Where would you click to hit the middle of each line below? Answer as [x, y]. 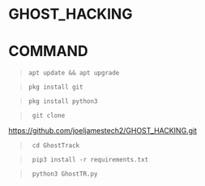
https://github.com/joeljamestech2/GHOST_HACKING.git [102, 131]
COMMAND [48, 52]
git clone [49, 116]
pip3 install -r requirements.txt [90, 160]
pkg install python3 [63, 102]
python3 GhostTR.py [65, 174]
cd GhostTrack [56, 146]
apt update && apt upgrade [74, 73]
